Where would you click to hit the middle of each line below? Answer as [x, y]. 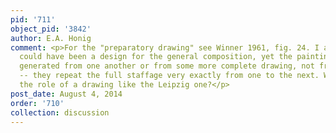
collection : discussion [60, 112]
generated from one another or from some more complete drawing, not [167, 66]
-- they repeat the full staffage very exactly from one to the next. [169, 76]
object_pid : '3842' [51, 29]
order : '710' [37, 103]
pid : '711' [33, 19]
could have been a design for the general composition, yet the [156, 57]
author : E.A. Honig [51, 38]
